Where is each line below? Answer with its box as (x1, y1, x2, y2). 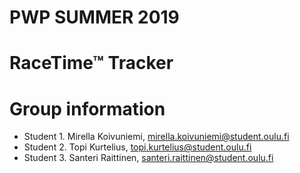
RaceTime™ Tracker (9, 52, 174, 75)
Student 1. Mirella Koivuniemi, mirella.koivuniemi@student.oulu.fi (23, 131, 290, 143)
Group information (9, 97, 166, 120)
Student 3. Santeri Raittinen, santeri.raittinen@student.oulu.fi (23, 152, 274, 164)
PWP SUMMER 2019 (9, 6, 180, 29)
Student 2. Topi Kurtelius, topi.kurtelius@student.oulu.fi (23, 141, 252, 153)
